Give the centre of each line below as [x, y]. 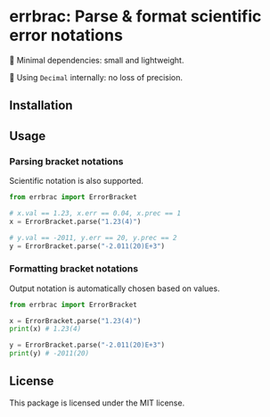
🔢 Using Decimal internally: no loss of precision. [96, 77]
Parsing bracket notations [66, 161]
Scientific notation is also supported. [77, 181]
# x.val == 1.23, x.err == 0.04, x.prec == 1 [95, 213]
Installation [41, 106]
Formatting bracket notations [74, 269]
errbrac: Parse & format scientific [135, 17]
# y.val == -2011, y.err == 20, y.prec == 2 [93, 238]
